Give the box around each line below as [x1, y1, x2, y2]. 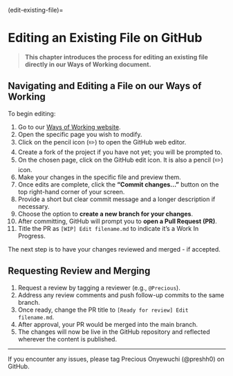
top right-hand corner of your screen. [17, 187, 125, 196]
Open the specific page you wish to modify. [17, 130, 142, 138]
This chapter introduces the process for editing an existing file [24, 53, 208, 61]
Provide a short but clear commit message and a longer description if [17, 195, 216, 203]
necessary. [17, 202, 50, 210]
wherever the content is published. [17, 335, 117, 343]
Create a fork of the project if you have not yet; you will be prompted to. [17, 148, 223, 156]
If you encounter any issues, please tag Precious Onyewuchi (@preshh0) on [8, 355, 225, 363]
